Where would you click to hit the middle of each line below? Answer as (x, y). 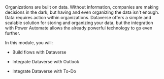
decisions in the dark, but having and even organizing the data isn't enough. (82, 12)
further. (13, 33)
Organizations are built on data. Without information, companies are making (82, 7)
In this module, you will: (29, 43)
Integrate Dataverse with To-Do (44, 71)
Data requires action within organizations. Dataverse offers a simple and (78, 17)
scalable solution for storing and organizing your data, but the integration (79, 23)
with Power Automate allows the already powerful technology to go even (79, 28)
